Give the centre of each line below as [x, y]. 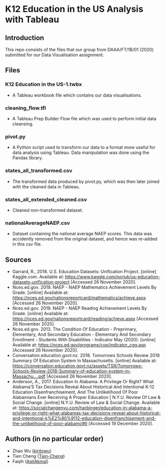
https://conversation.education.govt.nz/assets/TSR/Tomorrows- [78, 365]
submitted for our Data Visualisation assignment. [55, 55]
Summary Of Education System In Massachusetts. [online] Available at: [84, 361]
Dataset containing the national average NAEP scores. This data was [82, 234]
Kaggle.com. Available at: [38, 277]
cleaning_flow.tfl [25, 108]
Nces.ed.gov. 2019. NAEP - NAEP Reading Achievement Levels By [80, 308]
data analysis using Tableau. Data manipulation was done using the [81, 153]
